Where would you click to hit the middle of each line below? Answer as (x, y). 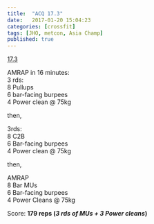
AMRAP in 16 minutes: (38, 73)
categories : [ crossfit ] (41, 26)
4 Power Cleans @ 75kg (41, 200)
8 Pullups (20, 87)
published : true (30, 40)
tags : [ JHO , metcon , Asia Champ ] (55, 33)
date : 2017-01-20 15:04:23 (49, 20)
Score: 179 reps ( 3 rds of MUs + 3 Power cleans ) (77, 214)
